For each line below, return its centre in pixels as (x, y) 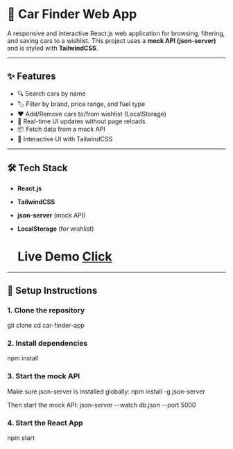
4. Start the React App (45, 423)
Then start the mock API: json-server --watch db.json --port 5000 (102, 405)
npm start (21, 438)
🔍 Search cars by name (51, 94)
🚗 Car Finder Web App (72, 14)
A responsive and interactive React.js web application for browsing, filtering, (116, 33)
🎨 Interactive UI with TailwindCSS (65, 139)
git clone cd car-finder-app (46, 326)
